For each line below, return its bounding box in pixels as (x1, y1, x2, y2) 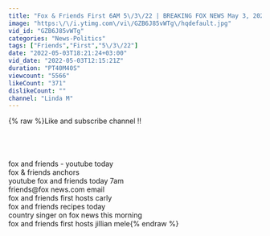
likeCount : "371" (8, 79, 67, 87)
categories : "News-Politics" (8, 34, 106, 43)
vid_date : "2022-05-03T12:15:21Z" (8, 57, 125, 65)
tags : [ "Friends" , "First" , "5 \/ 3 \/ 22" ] (8, 42, 138, 50)
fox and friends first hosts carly (8, 193, 112, 203)
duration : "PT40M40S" (8, 64, 81, 72)
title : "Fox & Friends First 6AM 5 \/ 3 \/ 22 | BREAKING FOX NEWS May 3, (8, 11, 250, 20)
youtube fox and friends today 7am (8, 176, 125, 186)
